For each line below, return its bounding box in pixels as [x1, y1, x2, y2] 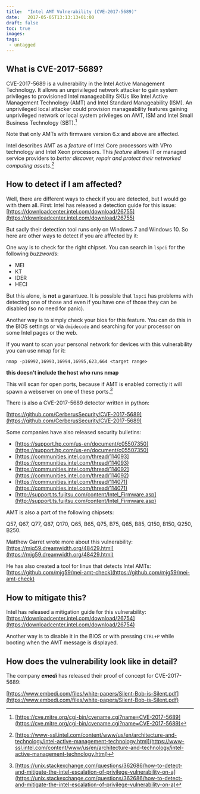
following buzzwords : [6, 250, 59, 257]
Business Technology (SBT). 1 [6, 118, 77, 126]
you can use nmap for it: [6, 347, 66, 354]
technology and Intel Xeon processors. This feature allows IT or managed [6, 149, 186, 156]
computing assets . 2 [6, 161, 55, 169]
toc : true [6, 25, 31, 32]
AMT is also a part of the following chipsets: [6, 509, 114, 516]
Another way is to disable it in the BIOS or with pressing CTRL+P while [6, 633, 174, 640]
